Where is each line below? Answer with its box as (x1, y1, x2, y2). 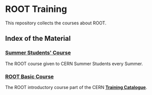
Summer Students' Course (5, 49, 71, 56)
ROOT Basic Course (5, 73, 54, 80)
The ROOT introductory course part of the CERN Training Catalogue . (5, 84, 148, 90)
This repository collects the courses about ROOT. (5, 20, 107, 26)
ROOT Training (5, 3, 67, 15)
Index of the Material (5, 34, 71, 43)
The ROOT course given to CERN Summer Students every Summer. (5, 61, 143, 67)
